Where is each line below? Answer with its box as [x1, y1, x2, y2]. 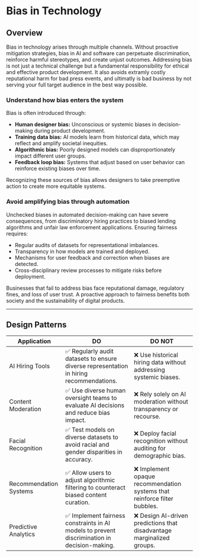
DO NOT [150, 337, 174, 345]
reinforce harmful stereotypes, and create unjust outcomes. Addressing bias [6, 56, 192, 63]
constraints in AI [65, 519, 111, 527]
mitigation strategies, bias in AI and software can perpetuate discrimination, [6, 50, 191, 57]
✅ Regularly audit [65, 347, 114, 356]
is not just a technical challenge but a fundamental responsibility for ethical [6, 62, 190, 69]
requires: [6, 230, 28, 237]
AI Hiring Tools [9, 362, 50, 370]
